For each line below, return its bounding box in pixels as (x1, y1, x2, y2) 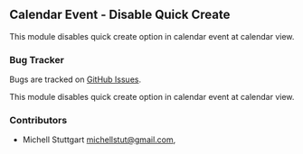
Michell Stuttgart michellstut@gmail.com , (22, 134, 176, 145)
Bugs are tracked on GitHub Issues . (9, 74, 142, 85)
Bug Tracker (9, 53, 65, 66)
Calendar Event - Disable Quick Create (9, 7, 231, 23)
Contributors (9, 114, 68, 127)
